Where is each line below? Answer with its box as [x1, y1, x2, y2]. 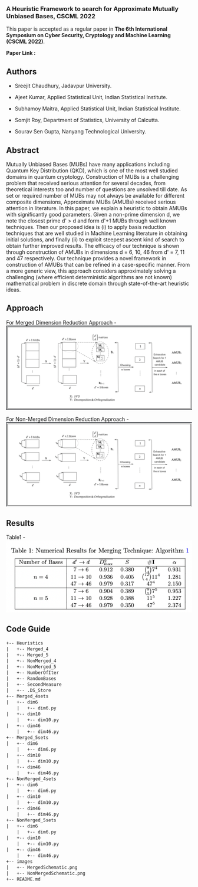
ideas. [6, 286, 21, 293]
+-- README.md [6, 876, 41, 882]
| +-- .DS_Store [6, 688, 51, 693]
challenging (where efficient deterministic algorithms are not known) [6, 273, 173, 280]
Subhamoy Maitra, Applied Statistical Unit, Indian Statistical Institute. [14, 105, 181, 112]
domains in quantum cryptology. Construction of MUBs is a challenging [6, 173, 179, 180]
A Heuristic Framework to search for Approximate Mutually [6, 5, 179, 13]
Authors [6, 67, 37, 77]
